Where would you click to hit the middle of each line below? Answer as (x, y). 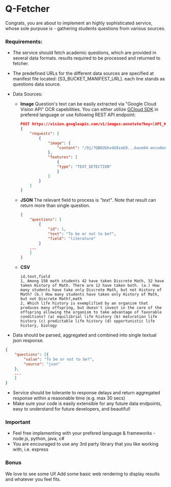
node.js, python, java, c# (38, 439)
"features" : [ (63, 157)
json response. (28, 341)
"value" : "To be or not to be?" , (59, 359)
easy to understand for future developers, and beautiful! (72, 409)
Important (18, 422)
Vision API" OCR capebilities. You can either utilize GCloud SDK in (89, 110)
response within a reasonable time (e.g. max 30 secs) (69, 398)
